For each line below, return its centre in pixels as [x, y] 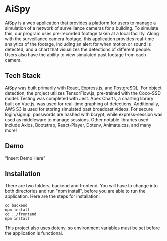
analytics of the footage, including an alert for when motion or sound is [78, 44]
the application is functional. [34, 233]
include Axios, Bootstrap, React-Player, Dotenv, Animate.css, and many [78, 125]
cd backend [16, 206]
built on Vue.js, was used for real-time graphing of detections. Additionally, [82, 104]
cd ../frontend [21, 214]
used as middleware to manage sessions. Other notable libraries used [77, 120]
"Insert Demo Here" [25, 158]
